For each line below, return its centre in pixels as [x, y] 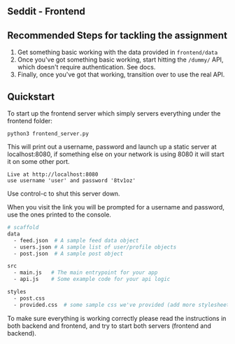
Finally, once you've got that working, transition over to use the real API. [121, 75]
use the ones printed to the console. [59, 215]
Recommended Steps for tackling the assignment [117, 35]
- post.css [29, 298]
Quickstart [31, 96]
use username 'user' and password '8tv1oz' [72, 181]
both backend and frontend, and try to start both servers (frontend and [109, 326]
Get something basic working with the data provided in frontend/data [117, 53]
